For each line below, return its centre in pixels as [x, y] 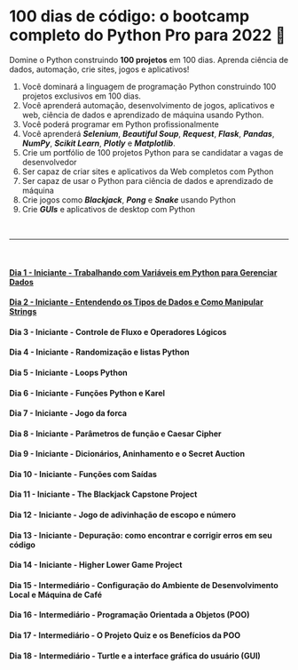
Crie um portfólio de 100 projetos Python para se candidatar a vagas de [153, 152]
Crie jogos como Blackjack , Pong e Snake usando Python [129, 199]
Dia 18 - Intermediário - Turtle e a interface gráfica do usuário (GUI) [135, 656]
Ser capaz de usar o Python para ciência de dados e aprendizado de [147, 180]
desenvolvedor [49, 162]
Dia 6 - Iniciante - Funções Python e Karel [87, 393]
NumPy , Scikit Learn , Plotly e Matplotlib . [98, 143]
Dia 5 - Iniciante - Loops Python [69, 372]
